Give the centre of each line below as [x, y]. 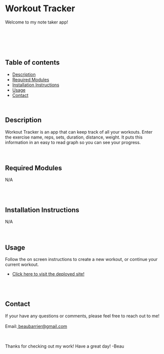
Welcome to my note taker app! [37, 22]
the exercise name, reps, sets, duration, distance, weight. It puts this [74, 137]
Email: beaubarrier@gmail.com [36, 326]
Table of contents [32, 62]
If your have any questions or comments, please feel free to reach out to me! [82, 316]
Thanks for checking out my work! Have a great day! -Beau [65, 346]
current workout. [22, 264]
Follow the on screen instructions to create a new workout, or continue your [82, 259]
